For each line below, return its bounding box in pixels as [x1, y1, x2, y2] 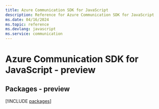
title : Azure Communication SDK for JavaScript [5, 7, 109, 13]
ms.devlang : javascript [5, 27, 56, 32]
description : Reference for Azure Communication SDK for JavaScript [5, 12, 154, 17]
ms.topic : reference [5, 21, 50, 27]
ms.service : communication [5, 31, 63, 36]
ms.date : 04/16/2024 [5, 17, 50, 22]
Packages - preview [5, 84, 70, 93]
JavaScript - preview [5, 64, 96, 76]
